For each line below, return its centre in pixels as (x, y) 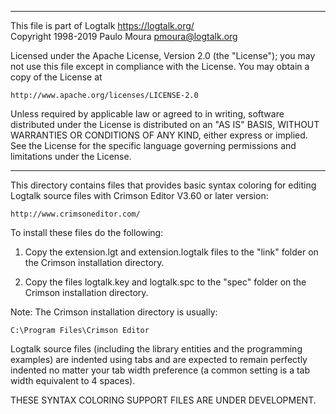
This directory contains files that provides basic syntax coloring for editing (163, 185)
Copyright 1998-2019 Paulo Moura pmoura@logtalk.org (124, 36)
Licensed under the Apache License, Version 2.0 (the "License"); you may (163, 55)
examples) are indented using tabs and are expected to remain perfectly (159, 359)
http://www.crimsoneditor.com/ (75, 214)
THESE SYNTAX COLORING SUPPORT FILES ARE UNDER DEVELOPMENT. (163, 400)
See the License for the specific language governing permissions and (153, 145)
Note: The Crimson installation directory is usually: (114, 312)
